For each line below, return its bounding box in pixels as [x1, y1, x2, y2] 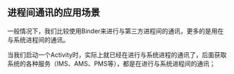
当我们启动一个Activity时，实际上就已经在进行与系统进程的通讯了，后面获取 [7, 50, 227, 58]
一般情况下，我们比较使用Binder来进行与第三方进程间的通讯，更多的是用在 [7, 27, 224, 35]
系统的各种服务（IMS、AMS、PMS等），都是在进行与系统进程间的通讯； [7, 59, 216, 68]
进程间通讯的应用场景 [7, 6, 100, 19]
